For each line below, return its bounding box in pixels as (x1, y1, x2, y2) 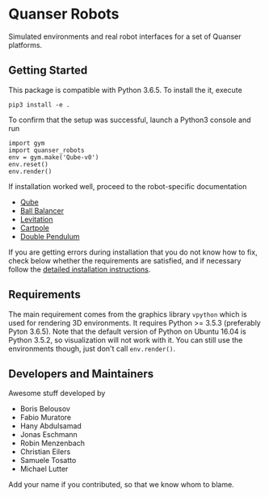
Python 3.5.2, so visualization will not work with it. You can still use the (8, 335, 243, 344)
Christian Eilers (19, 447, 71, 457)
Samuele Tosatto (19, 456, 77, 465)
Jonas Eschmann (19, 430, 78, 440)
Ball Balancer (19, 205, 65, 215)
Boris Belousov (19, 404, 71, 414)
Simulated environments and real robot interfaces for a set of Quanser (8, 32, 242, 41)
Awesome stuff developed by (8, 389, 106, 398)
